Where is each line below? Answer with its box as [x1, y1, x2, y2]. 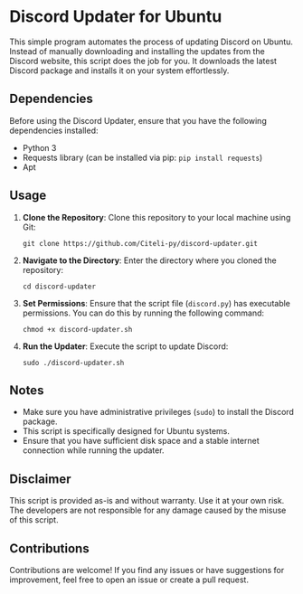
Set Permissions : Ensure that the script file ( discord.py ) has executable [22, 297, 291, 308]
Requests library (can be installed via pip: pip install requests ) [22, 152, 263, 163]
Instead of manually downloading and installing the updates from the [9, 45, 265, 56]
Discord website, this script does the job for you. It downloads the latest [9, 55, 278, 66]
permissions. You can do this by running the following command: [22, 307, 265, 318]
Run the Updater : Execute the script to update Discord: [22, 341, 229, 352]
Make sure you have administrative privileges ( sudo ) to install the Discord [22, 407, 294, 418]
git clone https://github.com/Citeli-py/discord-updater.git [22, 239, 259, 248]
